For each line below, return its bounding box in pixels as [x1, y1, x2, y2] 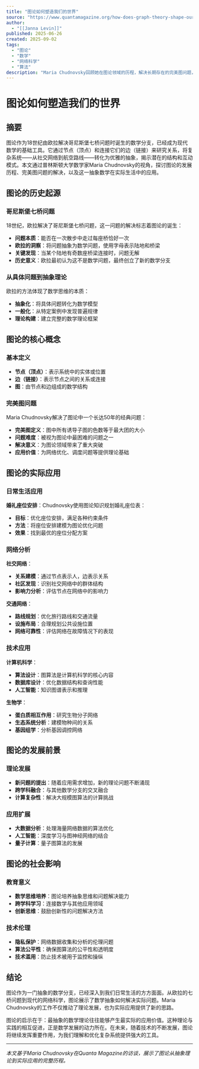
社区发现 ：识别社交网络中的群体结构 [14, 580, 104, 587]
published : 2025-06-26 [6, 31, 62, 37]
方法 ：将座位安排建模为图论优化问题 [14, 521, 104, 529]
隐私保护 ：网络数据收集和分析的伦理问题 [14, 938, 114, 945]
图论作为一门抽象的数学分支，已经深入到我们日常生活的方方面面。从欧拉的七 [6, 989, 193, 997]
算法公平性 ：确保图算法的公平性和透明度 [14, 945, 114, 953]
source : [6, 14, 25, 20]
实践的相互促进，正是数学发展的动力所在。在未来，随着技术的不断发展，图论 [6, 1024, 193, 1031]
